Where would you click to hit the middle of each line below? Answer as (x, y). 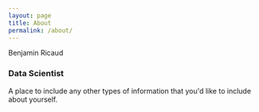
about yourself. (33, 99)
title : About (30, 23)
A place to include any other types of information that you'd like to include (130, 91)
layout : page (30, 15)
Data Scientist (36, 74)
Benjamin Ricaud (36, 53)
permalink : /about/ (41, 30)
